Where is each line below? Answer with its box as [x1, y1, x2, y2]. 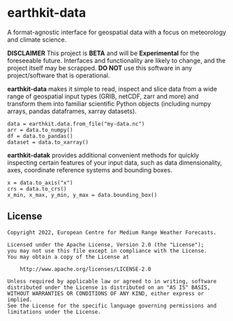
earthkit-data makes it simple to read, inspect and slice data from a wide [7, 84, 218, 93]
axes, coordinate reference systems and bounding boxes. [7, 165, 173, 174]
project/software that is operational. [7, 71, 110, 80]
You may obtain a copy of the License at [7, 253, 130, 260]
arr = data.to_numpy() [7, 126, 73, 133]
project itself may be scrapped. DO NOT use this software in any [7, 64, 193, 72]
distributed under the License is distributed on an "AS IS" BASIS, [7, 284, 211, 291]
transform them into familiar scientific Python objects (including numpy [7, 99, 211, 107]
